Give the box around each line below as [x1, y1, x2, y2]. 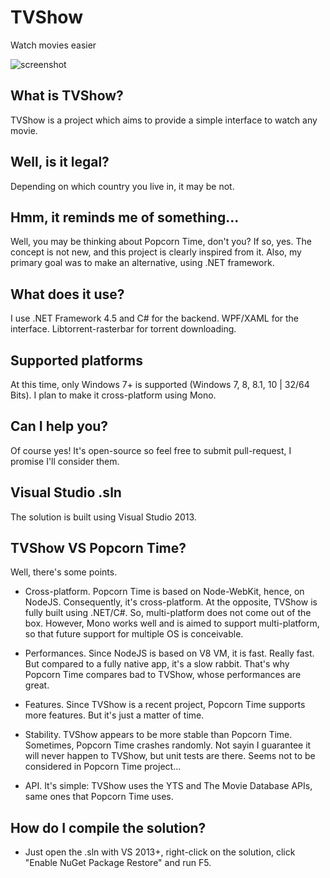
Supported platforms [10, 352, 143, 369]
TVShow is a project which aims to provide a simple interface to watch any [10, 114, 318, 126]
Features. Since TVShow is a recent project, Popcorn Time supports [24, 699, 306, 711]
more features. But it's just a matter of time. [24, 709, 205, 721]
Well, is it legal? [10, 154, 110, 171]
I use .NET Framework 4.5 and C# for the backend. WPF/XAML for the [10, 312, 300, 325]
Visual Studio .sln [10, 484, 122, 501]
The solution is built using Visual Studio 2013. [10, 511, 197, 523]
